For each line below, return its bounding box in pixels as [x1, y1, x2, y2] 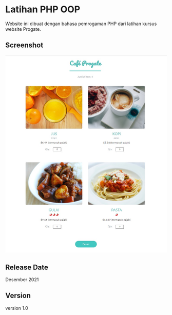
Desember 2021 [5, 276, 39, 283]
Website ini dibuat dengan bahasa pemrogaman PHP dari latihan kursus [5, 21, 157, 27]
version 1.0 [5, 305, 28, 311]
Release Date [5, 263, 49, 271]
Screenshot [5, 41, 44, 50]
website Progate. [5, 26, 41, 32]
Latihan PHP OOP [5, 4, 81, 15]
